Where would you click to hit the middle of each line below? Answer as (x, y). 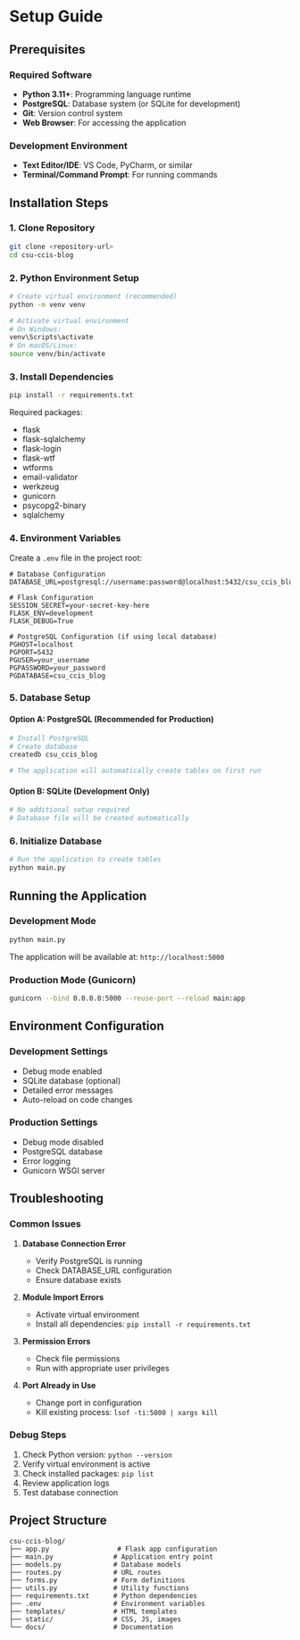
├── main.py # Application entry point (112, 1557)
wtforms (37, 468)
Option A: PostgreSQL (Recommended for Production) (112, 720)
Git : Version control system (72, 112)
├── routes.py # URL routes (86, 1572)
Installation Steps (59, 203)
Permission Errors (56, 1341)
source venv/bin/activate (57, 354)
